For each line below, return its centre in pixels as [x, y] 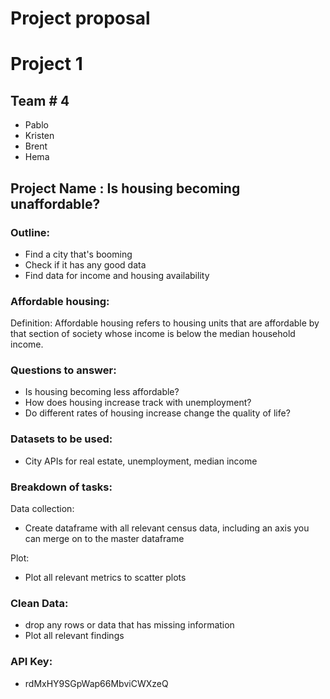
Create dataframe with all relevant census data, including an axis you [167, 528]
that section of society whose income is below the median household [153, 334]
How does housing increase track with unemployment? [138, 403]
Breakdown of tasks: [61, 487]
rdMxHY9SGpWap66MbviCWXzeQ [96, 683]
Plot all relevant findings [74, 636]
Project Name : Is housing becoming [125, 188]
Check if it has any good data [85, 264]
